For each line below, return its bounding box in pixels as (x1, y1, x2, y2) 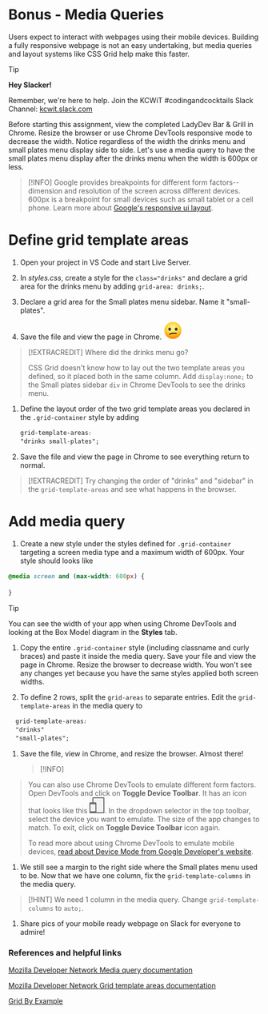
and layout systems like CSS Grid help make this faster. (8, 49, 190, 58)
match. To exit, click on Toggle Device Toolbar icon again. (27, 822, 221, 832)
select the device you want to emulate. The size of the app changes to (27, 814, 260, 824)
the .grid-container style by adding (19, 412, 140, 421)
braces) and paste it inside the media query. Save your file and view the (19, 652, 257, 661)
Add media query (8, 512, 126, 530)
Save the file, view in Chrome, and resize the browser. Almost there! (19, 749, 244, 758)
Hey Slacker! (8, 80, 52, 90)
